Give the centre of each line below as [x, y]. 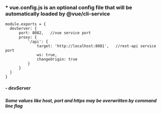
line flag [14, 106]
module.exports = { [26, 24]
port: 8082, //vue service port [55, 33]
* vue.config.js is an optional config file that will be [69, 8]
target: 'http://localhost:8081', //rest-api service [97, 46]
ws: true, [47, 55]
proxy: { [28, 37]
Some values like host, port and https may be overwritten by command [81, 101]
